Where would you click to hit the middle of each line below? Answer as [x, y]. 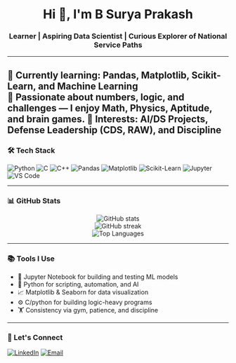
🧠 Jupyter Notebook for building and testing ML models [98, 277]
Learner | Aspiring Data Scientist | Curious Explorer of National [118, 36]
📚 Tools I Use [31, 259]
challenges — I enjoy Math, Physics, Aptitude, [110, 108]
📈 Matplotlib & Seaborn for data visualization [83, 292]
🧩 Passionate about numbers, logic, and [96, 97]
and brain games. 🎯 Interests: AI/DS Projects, [108, 119]
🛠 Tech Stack [31, 150]
